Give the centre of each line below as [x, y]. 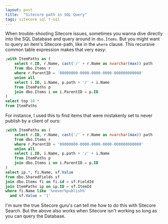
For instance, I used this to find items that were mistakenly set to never [79, 116]
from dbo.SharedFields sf [32, 177]
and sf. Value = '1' [30, 196]
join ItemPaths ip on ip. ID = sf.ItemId [49, 186]
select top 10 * [22, 101]
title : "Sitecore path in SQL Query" [46, 15]
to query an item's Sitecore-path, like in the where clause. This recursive [80, 44]
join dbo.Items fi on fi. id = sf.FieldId [50, 182]
